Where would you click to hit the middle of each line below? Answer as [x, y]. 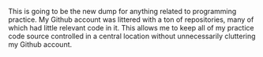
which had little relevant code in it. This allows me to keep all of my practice [131, 28]
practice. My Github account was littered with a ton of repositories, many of [131, 20]
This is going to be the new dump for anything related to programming [122, 11]
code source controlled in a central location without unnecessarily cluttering [132, 36]
